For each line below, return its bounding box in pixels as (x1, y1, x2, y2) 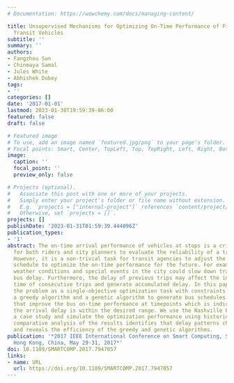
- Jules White (7, 68, 49, 75)
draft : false (7, 120, 45, 127)
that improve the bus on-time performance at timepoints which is (13, 300, 210, 307)
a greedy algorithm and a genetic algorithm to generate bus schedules (13, 294, 226, 301)
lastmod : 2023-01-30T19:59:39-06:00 (7, 107, 114, 114)
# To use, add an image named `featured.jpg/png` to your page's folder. (7, 139, 226, 146)
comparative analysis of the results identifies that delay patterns (13, 320, 219, 327)
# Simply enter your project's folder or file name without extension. (7, 196, 226, 204)
